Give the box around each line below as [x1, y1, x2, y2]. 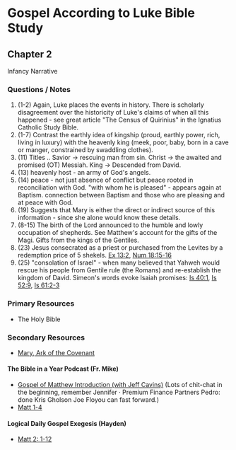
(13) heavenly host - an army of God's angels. [17, 168, 151, 177]
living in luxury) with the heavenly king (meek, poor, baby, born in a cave [17, 138, 229, 146]
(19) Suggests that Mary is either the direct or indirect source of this [17, 206, 216, 214]
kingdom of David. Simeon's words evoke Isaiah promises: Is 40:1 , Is [17, 274, 217, 282]
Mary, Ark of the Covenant [17, 348, 95, 357]
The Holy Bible [17, 315, 61, 323]
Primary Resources [7, 299, 75, 308]
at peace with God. [17, 198, 73, 207]
